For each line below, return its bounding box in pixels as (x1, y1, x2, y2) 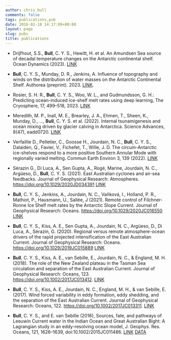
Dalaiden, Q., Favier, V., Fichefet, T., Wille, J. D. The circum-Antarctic (12, 144, 157, 150)
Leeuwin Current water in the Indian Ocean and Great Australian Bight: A (12, 318, 165, 324)
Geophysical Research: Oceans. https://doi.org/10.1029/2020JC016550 (12, 207, 163, 214)
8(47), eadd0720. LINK (12, 129, 61, 135)
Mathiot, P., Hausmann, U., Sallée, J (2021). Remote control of (12, 197, 143, 203)
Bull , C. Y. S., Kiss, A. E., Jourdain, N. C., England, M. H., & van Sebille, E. (12, 286, 166, 292)
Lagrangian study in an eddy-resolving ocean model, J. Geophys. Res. (12, 323, 161, 329)
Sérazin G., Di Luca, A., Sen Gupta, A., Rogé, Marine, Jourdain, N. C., (12, 165, 158, 171)
